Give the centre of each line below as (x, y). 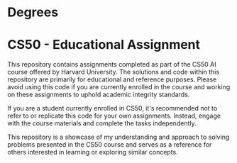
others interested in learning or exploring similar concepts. (93, 152)
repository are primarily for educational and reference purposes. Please (112, 79)
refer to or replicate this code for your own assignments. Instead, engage (114, 116)
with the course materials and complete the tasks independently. (102, 123)
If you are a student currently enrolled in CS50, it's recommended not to (112, 108)
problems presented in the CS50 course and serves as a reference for (110, 145)
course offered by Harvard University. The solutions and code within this (114, 72)
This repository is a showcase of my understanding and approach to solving (118, 137)
